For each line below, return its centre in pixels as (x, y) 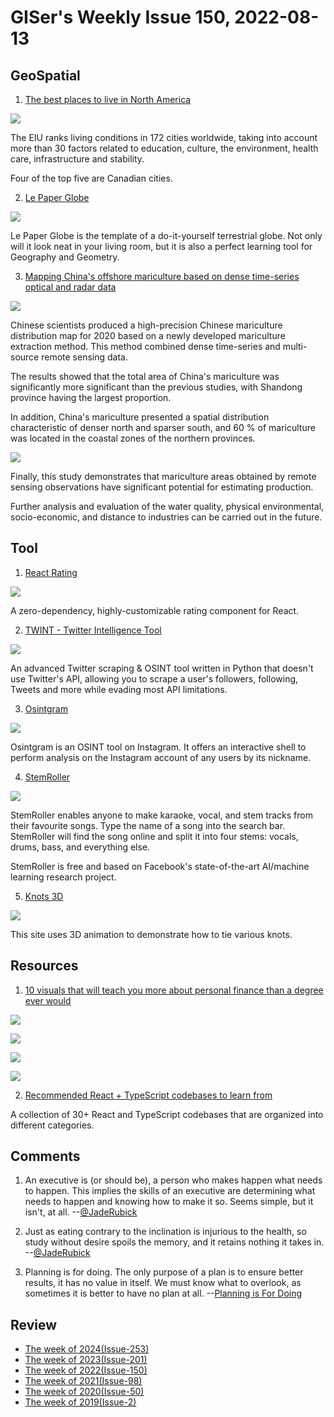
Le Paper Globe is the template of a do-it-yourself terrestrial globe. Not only (166, 235)
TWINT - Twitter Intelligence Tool (93, 630)
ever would (48, 1000)
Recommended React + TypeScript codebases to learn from (148, 1095)
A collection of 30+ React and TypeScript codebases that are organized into (167, 1114)
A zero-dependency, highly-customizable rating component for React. (155, 610)
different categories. (52, 1125)
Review (34, 1324)
